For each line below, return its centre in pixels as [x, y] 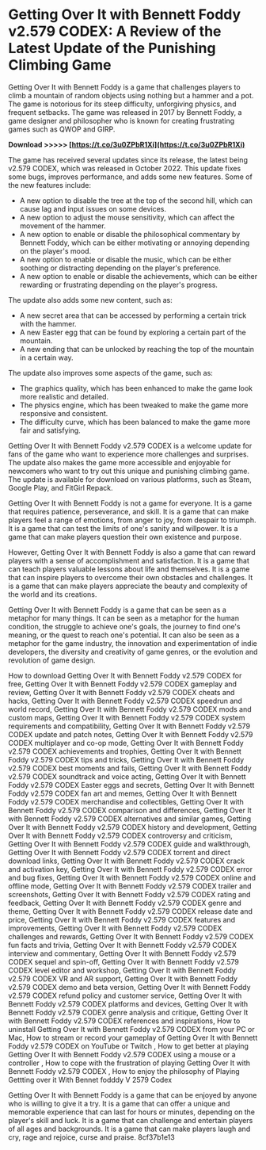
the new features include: [49, 185]
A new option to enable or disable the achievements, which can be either [139, 276]
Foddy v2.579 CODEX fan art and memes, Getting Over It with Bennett [123, 793]
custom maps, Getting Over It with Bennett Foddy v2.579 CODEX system [127, 717]
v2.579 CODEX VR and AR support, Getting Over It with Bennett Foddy [123, 978]
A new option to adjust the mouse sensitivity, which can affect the [127, 217]
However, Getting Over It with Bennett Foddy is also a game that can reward [132, 552]
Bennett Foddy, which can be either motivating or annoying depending [135, 243]
